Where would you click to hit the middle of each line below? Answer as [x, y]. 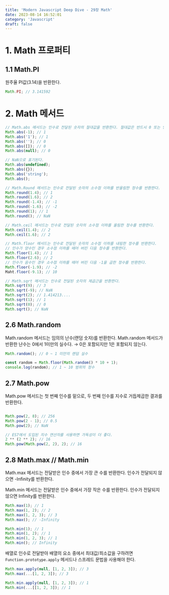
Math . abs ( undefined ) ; [28, 165]
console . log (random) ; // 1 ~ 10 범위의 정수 [50, 367]
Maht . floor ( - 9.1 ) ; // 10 [31, 272]
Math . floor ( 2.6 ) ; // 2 [29, 258]
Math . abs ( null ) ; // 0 [28, 151]
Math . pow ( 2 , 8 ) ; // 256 [30, 416]
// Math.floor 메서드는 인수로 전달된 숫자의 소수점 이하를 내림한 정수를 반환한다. [81, 244]
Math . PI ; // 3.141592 [28, 92]
